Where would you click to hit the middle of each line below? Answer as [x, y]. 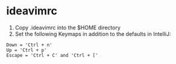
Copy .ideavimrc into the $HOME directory [68, 28]
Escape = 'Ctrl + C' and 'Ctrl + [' [52, 55]
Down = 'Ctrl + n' [29, 45]
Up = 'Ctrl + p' [27, 50]
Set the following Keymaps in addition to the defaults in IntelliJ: [93, 33]
